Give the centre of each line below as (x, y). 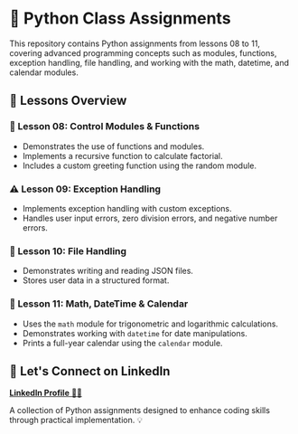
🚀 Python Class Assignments (121, 19)
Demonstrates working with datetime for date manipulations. (135, 333)
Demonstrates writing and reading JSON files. (108, 271)
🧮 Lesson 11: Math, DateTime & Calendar (99, 304)
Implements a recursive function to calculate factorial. (122, 156)
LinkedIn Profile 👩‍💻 (46, 393)
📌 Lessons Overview (68, 101)
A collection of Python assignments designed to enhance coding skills (140, 410)
